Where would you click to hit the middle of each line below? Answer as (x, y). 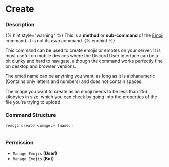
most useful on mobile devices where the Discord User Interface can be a (82, 56)
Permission (19, 142)
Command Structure (31, 115)
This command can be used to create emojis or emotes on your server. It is (83, 50)
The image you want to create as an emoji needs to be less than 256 (76, 92)
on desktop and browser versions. (41, 66)
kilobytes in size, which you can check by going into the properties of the (81, 97)
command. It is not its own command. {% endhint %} (60, 41)
